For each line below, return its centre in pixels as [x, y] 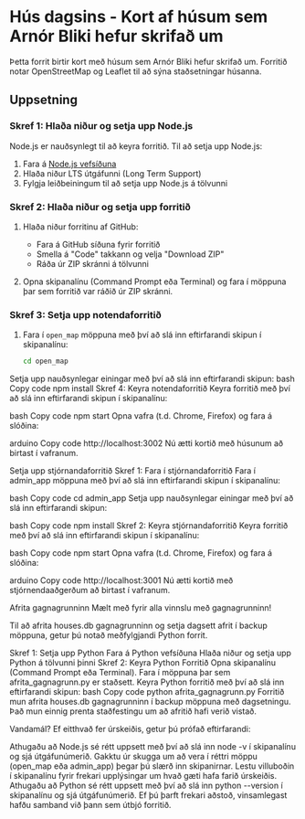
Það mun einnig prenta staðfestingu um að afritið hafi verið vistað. [133, 711]
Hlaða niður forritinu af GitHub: [80, 227]
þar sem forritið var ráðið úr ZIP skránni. [98, 291]
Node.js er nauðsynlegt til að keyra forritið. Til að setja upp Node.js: [136, 146]
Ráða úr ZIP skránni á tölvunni [92, 263]
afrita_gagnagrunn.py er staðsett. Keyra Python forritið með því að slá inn [147, 682]
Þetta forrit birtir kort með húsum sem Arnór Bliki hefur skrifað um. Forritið [148, 61]
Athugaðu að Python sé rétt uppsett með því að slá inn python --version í [146, 786]
